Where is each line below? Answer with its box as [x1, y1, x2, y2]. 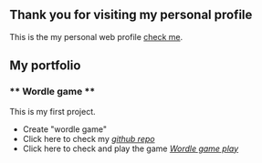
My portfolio [9, 58, 81, 74]
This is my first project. [9, 106, 96, 117]
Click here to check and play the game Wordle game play [22, 143, 239, 154]
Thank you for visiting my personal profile [9, 7, 253, 23]
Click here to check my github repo [22, 133, 155, 144]
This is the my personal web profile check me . [9, 31, 183, 42]
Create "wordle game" [22, 123, 108, 135]
